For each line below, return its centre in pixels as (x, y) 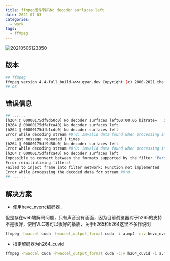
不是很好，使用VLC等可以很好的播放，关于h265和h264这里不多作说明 (78, 224)
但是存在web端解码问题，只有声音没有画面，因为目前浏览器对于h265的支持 (84, 218)
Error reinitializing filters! (38, 163)
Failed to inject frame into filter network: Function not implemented (82, 167)
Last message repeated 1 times (47, 139)
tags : (11, 29)
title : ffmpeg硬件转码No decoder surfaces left (55, 10)
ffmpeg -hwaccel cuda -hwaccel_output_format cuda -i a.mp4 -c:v (75, 234)
